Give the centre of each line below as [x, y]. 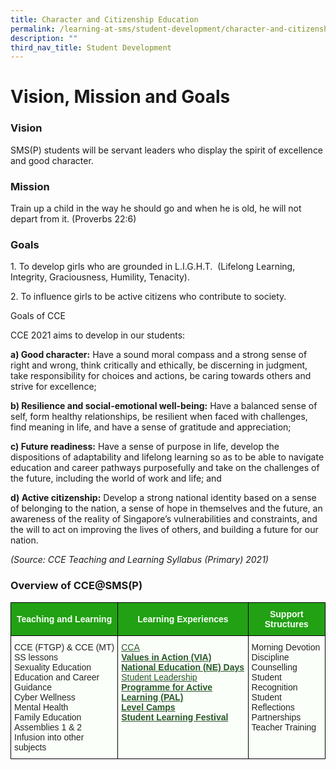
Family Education [48, 717]
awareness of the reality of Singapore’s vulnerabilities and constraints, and [164, 519]
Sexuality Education [53, 667]
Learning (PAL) [152, 697]
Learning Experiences [183, 619]
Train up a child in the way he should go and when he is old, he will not [156, 208]
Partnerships [276, 717]
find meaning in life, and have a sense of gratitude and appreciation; [151, 427]
